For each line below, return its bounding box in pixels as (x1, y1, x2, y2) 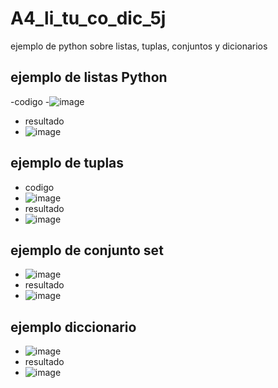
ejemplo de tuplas (10, 155, 125, 172)
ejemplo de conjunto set (10, 242, 164, 259)
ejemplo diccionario (10, 318, 137, 336)
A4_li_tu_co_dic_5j (10, 7, 167, 30)
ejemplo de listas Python (10, 69, 168, 86)
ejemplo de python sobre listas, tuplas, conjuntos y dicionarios (10, 40, 268, 52)
